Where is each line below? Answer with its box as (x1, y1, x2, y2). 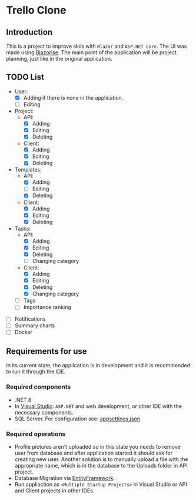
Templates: (14, 166, 42, 173)
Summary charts (14, 322, 55, 329)
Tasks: (14, 225, 31, 232)
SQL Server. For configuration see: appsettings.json (14, 415, 140, 422)
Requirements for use (6, 346, 87, 356)
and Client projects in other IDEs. (14, 487, 95, 494)
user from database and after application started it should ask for (14, 449, 172, 456)
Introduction (6, 27, 53, 37)
